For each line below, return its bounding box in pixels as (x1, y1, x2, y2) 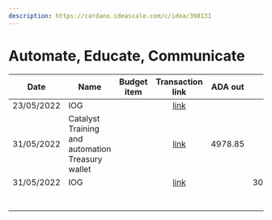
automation (68, 143, 112, 154)
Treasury (68, 153, 103, 164)
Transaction (155, 76, 203, 87)
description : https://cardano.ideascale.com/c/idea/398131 (8, 11, 212, 20)
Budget (118, 76, 148, 87)
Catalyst (68, 112, 100, 124)
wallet (68, 163, 91, 175)
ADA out (210, 81, 244, 92)
